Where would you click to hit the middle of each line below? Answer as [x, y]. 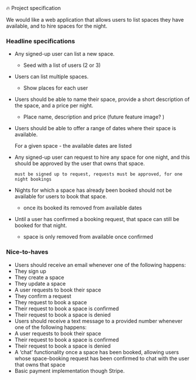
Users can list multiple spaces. [51, 77]
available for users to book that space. [61, 196]
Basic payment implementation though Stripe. [70, 371]
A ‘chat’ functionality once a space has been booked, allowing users [97, 352]
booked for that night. [41, 225]
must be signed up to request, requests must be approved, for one [98, 174]
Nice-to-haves [27, 252]
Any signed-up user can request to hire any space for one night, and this [102, 157]
